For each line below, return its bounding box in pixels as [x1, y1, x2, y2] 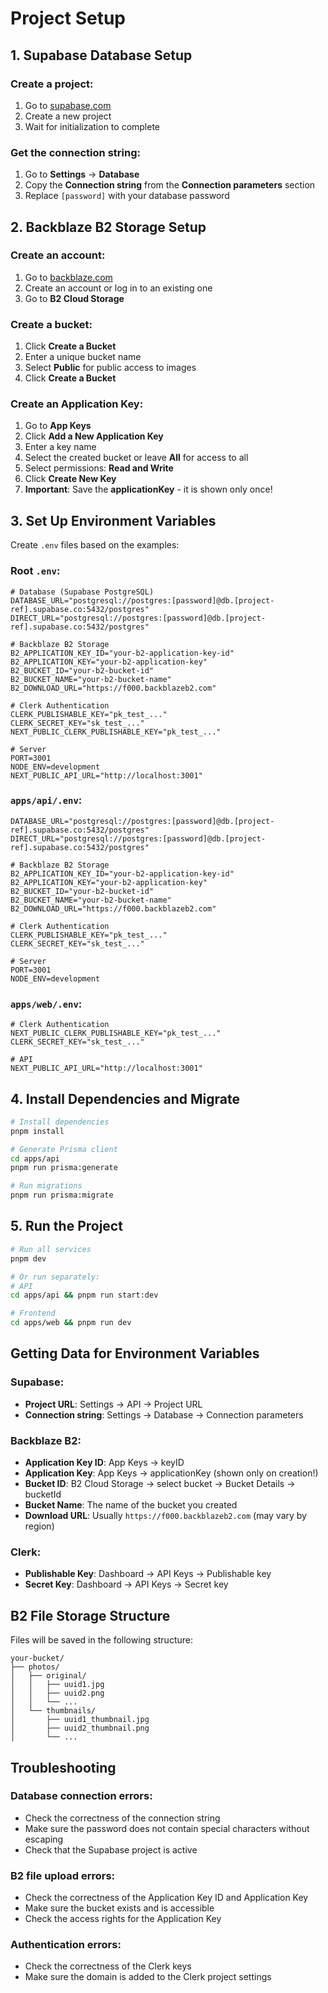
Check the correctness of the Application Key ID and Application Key [24, 1892, 309, 1904]
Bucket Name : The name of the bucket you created [24, 1499, 238, 1511]
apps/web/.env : [10, 997, 83, 1011]
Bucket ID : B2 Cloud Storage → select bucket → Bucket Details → [24, 1478, 296, 1490]
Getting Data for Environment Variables [10, 1345, 260, 1362]
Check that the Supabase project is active [24, 1843, 198, 1856]
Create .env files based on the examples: [10, 539, 180, 551]
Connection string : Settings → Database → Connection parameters [24, 1408, 304, 1421]
